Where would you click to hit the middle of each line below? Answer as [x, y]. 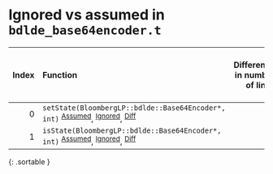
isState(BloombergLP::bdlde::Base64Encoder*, [132, 131]
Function [60, 74]
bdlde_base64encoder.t [85, 30]
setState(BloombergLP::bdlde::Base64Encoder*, [134, 108]
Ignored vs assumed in [87, 15]
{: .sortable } [29, 161]
